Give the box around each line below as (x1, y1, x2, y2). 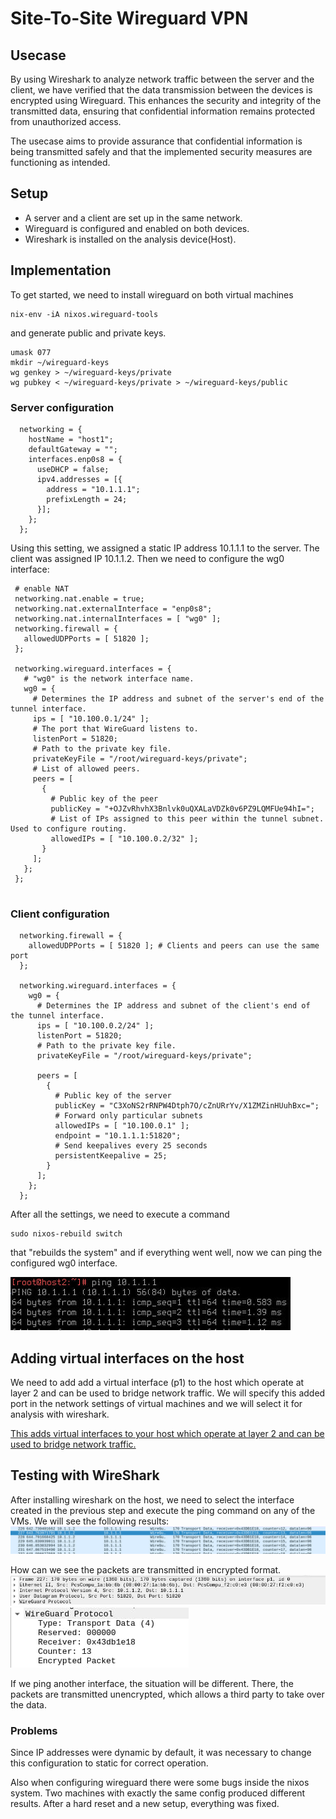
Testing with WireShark (10, 1467, 160, 1484)
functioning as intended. (10, 157, 111, 168)
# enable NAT (14, 583, 70, 594)
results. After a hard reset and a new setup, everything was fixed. (10, 1797, 280, 1809)
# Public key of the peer (50, 793, 159, 804)
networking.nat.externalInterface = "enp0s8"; (14, 603, 213, 614)
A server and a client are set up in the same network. (24, 212, 243, 224)
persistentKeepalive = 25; (54, 1151, 168, 1161)
